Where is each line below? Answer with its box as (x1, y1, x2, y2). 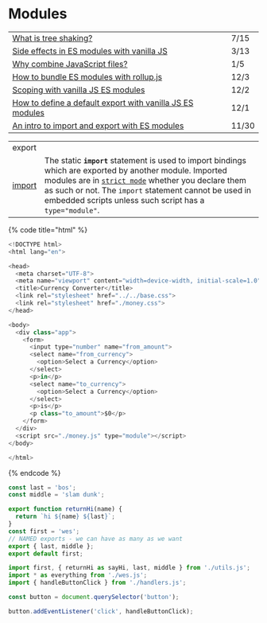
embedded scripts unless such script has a (44, 194, 205, 205)
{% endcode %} (8, 468, 61, 477)
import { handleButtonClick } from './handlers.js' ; (8, 578, 187, 587)
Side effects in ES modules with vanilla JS (12, 45, 168, 56)
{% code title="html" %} (8, 224, 88, 235)
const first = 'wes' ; (8, 527, 80, 535)
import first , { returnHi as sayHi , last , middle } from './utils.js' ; (8, 564, 250, 572)
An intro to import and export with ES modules (12, 120, 184, 131)
